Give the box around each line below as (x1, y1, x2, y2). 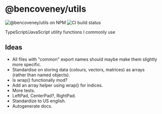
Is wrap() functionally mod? (12, 77, 68, 83)
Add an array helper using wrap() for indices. (12, 82, 103, 88)
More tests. (12, 87, 35, 93)
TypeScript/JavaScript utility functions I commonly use (5, 29, 116, 35)
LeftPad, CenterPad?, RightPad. (12, 92, 76, 98)
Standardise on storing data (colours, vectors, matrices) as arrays (12, 67, 145, 72)
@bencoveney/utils (5, 3, 87, 15)
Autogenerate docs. (12, 103, 52, 109)
